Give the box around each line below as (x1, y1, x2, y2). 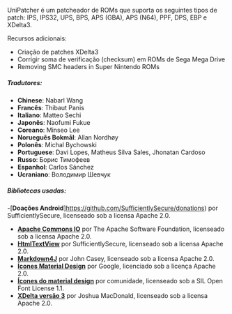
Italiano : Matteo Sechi (17, 111, 82, 119)
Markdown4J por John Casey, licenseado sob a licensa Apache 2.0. (17, 254, 215, 262)
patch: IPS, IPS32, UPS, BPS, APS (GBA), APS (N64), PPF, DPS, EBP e (7, 13, 208, 22)
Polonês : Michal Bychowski (17, 140, 98, 149)
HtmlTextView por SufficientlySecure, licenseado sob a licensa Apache (17, 239, 224, 248)
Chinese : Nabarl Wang (17, 96, 84, 104)
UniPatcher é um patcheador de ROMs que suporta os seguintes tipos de (7, 6, 217, 14)
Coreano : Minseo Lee (17, 126, 80, 134)
